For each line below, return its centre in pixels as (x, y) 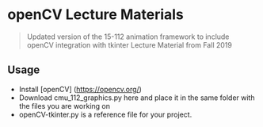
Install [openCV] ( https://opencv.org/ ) (80, 89)
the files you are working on (65, 106)
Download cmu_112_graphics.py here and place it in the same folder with (137, 98)
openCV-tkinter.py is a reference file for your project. (105, 114)
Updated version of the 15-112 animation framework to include (128, 37)
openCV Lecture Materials (95, 15)
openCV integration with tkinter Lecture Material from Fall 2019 (130, 44)
